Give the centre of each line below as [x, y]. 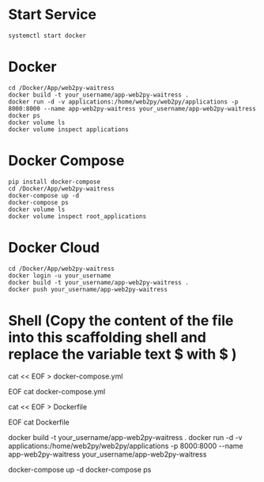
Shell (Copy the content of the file [121, 320]
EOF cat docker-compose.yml [57, 391]
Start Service [53, 15]
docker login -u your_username [60, 275]
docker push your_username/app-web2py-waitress [88, 289]
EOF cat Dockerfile [39, 422]
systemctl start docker [47, 36]
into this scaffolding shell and [107, 337]
